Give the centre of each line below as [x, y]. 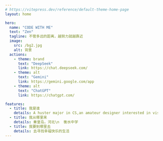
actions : [18, 54]
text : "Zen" [22, 32]
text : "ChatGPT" [34, 90]
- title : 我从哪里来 [28, 118]
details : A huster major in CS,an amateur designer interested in [82, 113]
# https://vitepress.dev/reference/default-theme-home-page [67, 9]
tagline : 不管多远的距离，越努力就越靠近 [46, 36]
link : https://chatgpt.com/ [46, 95]
